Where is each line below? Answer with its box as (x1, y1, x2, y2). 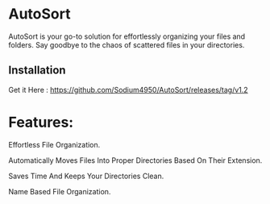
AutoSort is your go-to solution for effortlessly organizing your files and (8, 31, 246, 41)
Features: (8, 113, 74, 131)
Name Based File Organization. (8, 186, 111, 196)
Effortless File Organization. (8, 139, 101, 149)
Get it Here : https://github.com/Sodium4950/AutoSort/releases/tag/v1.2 (8, 85, 248, 94)
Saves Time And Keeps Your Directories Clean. (8, 171, 164, 181)
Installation (8, 64, 66, 77)
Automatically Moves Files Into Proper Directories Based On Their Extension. (8, 155, 263, 165)
